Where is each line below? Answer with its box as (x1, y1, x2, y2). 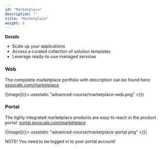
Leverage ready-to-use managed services (12, 54, 97, 60)
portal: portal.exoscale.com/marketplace (5, 119, 86, 125)
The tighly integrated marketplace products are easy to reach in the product (5, 115, 156, 120)
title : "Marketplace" (5, 16, 49, 21)
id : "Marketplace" (5, 7, 42, 12)
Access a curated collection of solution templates (12, 49, 111, 54)
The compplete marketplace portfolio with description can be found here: (5, 77, 151, 83)
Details (5, 34, 20, 40)
